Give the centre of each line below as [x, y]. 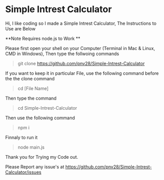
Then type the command [31, 98]
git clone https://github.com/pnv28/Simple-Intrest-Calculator [81, 63]
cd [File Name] [33, 88]
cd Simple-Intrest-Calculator [47, 108]
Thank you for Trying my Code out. [42, 157]
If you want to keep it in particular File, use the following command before [82, 73]
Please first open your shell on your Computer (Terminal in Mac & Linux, [80, 48]
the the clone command [30, 78]
